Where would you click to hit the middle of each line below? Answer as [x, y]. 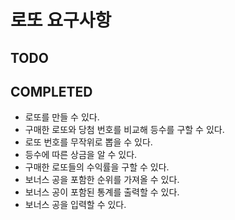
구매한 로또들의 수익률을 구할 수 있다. [97, 167]
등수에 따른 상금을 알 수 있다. [81, 155]
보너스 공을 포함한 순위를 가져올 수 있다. [102, 180]
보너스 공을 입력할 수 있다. [75, 205]
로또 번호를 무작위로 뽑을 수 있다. [88, 142]
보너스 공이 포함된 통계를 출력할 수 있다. [102, 192]
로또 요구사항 [61, 20]
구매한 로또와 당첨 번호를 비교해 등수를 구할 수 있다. [124, 130]
